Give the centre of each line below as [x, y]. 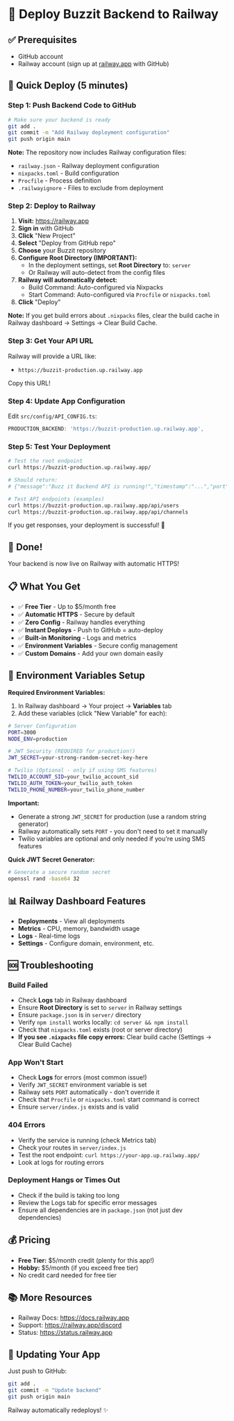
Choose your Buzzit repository [62, 251]
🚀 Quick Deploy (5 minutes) [68, 86]
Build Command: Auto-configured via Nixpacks [96, 287]
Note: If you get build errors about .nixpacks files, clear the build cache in [114, 316]
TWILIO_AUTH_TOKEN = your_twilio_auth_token [70, 783]
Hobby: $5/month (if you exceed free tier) [78, 1268]
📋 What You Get [44, 586]
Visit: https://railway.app [53, 221]
